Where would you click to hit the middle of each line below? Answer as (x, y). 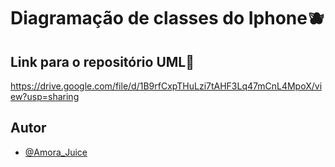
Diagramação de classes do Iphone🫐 (167, 18)
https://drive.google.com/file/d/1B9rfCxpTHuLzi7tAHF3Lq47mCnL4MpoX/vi (166, 86)
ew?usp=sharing (45, 96)
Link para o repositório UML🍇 (102, 61)
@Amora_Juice (56, 152)
